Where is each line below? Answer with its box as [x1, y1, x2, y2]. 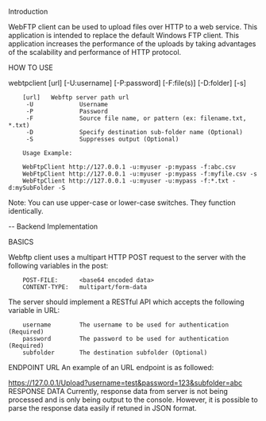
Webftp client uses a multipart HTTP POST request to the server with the [8, 253, 246, 261]
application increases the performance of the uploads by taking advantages [8, 39, 256, 48]
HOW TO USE [8, 63, 53, 72]
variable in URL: [8, 306, 60, 315]
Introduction [8, 7, 48, 16]
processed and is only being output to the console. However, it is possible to [8, 395, 258, 404]
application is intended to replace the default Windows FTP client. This [8, 31, 240, 40]
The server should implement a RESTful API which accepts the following [8, 297, 245, 307]
